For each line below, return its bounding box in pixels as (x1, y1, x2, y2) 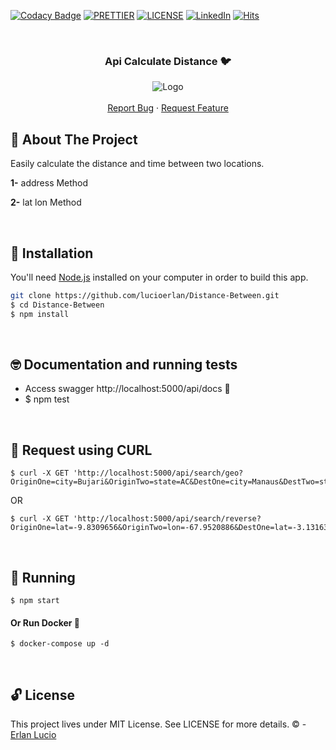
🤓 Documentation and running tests (10, 356, 238, 373)
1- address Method (10, 177, 89, 189)
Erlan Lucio (10, 729, 57, 740)
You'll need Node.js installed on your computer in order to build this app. (10, 271, 309, 283)
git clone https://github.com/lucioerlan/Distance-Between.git (10, 290, 280, 300)
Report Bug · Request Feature (107, 102, 229, 114)
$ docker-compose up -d (10, 639, 110, 649)
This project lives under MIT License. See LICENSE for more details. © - (10, 718, 307, 730)
